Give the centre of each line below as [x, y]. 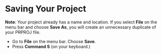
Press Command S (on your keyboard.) [51, 46]
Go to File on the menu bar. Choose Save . [54, 41]
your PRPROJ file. [23, 32]
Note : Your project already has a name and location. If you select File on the [81, 22]
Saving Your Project [46, 9]
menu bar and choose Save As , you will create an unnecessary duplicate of [81, 27]
